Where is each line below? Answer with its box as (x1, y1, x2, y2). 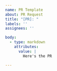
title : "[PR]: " (5, 16, 39, 21)
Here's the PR (23, 53, 52, 58)
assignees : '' (5, 26, 35, 31)
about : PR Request (5, 12, 43, 17)
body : (5, 35, 16, 40)
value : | (18, 48, 37, 54)
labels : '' (5, 21, 28, 26)
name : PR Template (5, 7, 43, 12)
